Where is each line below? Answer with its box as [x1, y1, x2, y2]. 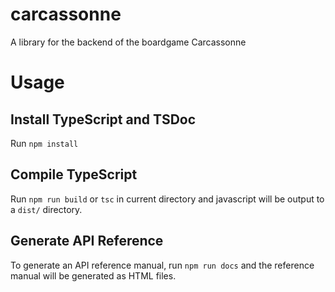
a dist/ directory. [10, 203, 83, 215]
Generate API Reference [10, 233, 164, 250]
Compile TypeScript [10, 166, 138, 183]
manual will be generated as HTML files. [10, 269, 177, 282]
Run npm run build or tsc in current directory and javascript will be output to [10, 193, 325, 205]
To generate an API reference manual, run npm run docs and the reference [10, 259, 315, 271]
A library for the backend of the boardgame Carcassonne [10, 36, 247, 48]
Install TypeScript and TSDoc [10, 111, 197, 128]
